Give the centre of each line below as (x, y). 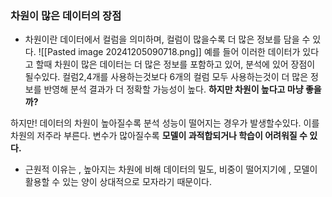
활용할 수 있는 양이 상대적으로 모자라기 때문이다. (118, 182)
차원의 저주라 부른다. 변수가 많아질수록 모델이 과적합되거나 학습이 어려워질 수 (159, 136)
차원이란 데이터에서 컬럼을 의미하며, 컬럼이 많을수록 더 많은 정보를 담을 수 (167, 39)
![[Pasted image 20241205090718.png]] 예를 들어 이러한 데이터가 (169, 52)
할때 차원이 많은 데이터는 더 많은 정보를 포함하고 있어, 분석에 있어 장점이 (175, 64)
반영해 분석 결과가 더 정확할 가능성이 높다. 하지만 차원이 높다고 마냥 (173, 89)
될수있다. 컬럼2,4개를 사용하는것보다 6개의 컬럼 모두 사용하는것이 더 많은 (166, 77)
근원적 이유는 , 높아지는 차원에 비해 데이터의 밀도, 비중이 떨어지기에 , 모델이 (171, 169)
